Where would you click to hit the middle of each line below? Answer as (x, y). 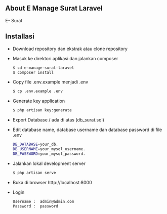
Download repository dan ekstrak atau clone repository (70, 49)
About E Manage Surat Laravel (54, 8)
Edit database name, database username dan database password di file (87, 130)
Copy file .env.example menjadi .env (50, 82)
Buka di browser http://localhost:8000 (52, 182)
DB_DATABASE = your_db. (35, 144)
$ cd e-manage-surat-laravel (43, 68)
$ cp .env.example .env (38, 91)
